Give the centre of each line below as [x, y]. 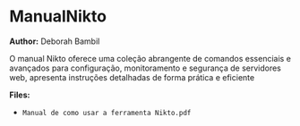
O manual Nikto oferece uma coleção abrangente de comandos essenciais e [150, 58]
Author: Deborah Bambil [55, 41]
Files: [20, 95]
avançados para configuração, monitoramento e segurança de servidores [146, 68]
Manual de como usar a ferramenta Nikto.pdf [107, 113]
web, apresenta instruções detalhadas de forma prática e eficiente [132, 77]
